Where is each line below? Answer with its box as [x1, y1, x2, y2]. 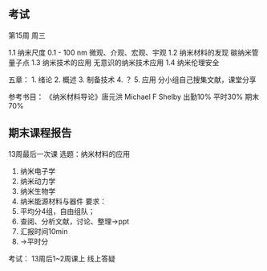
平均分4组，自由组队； [19, 206, 95, 216]
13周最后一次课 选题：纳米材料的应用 [8, 149, 131, 158]
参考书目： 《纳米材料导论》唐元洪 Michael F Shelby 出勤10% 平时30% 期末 [8, 92, 260, 101]
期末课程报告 [8, 126, 72, 140]
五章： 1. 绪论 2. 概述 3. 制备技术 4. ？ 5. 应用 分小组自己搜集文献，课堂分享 [8, 75, 257, 84]
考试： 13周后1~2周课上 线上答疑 [8, 253, 116, 263]
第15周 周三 [8, 31, 46, 40]
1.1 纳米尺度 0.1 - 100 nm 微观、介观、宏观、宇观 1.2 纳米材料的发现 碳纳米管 [8, 47, 259, 57]
